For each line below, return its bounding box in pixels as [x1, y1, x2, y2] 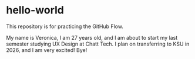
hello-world [6, 4, 65, 17]
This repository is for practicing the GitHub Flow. [6, 23, 123, 30]
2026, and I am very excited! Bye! [6, 46, 88, 53]
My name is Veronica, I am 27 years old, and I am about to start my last [6, 34, 178, 41]
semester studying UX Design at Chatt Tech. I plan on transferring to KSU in [6, 40, 190, 47]
